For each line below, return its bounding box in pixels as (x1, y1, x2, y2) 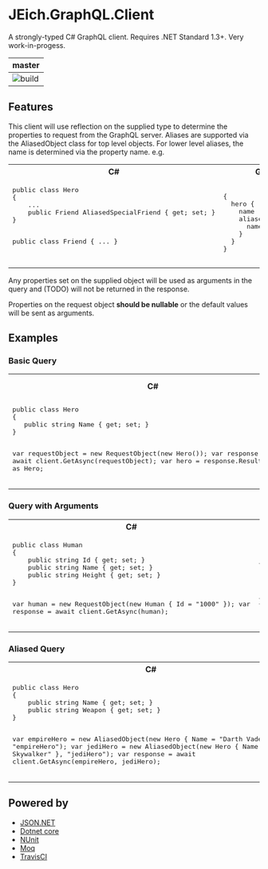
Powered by (8, 796, 69, 810)
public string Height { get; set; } (27, 571, 161, 579)
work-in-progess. (8, 40, 66, 50)
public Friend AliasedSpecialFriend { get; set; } (27, 208, 215, 217)
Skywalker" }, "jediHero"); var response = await (12, 750, 196, 759)
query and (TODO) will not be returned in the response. (8, 284, 190, 294)
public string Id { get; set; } (27, 555, 146, 564)
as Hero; (12, 464, 44, 473)
